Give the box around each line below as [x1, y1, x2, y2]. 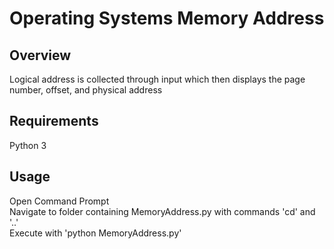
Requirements [9, 113, 99, 130]
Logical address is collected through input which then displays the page [9, 73, 306, 85]
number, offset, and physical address [9, 84, 163, 96]
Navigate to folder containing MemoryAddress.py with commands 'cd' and [9, 205, 316, 217]
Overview [9, 47, 72, 64]
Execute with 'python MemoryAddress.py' [9, 227, 182, 239]
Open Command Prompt [9, 195, 110, 207]
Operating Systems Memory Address [9, 7, 325, 30]
